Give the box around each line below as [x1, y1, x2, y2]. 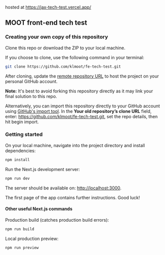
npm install [5, 157, 30, 162]
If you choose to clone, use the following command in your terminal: [5, 54, 145, 60]
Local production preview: [5, 236, 59, 242]
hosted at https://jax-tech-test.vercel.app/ [5, 4, 91, 10]
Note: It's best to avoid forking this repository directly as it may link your [5, 88, 153, 94]
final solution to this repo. [5, 93, 57, 99]
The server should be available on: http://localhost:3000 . [5, 185, 122, 191]
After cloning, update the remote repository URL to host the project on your [5, 73, 159, 79]
